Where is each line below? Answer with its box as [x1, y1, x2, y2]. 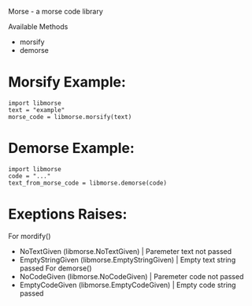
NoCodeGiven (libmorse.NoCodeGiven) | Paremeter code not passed [19, 271, 244, 281]
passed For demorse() [19, 263, 92, 273]
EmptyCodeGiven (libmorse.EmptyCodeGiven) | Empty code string [19, 280, 236, 289]
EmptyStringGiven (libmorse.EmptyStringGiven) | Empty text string [19, 255, 236, 264]
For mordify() [8, 231, 51, 241]
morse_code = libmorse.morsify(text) [8, 113, 132, 121]
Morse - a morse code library [8, 7, 104, 16]
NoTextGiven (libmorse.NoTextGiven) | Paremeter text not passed [19, 246, 232, 256]
